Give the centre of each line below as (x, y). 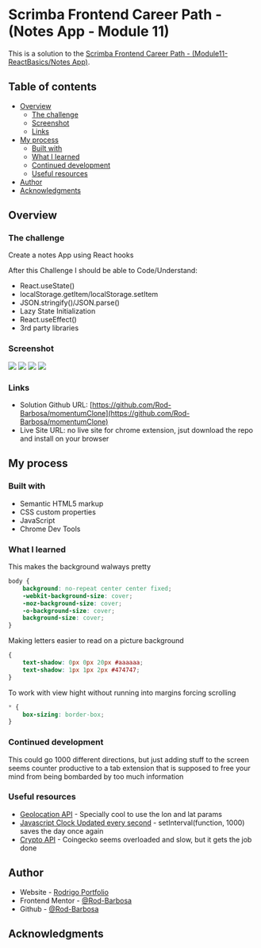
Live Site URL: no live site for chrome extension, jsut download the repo (136, 430)
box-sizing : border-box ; (63, 715)
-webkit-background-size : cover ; (78, 596)
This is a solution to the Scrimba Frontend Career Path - (99, 53)
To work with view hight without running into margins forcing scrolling (122, 692)
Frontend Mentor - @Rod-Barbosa (76, 900)
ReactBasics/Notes (39, 62)
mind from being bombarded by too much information (96, 777)
